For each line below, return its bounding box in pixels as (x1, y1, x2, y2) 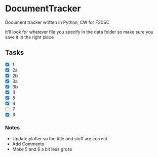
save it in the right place (5, 34, 54, 40)
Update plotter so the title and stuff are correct (12, 135, 108, 141)
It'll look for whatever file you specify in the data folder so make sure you (5, 29, 154, 35)
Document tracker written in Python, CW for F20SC (5, 19, 110, 25)
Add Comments (12, 141, 44, 147)
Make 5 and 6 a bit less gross (12, 146, 73, 152)
